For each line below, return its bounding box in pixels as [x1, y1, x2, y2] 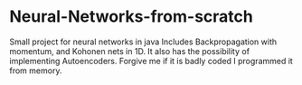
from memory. [9, 65, 62, 76]
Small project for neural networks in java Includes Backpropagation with [9, 36, 278, 47]
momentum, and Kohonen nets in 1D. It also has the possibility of [9, 45, 250, 56]
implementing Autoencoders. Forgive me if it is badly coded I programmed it [9, 55, 294, 66]
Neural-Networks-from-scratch [9, 6, 253, 27]
